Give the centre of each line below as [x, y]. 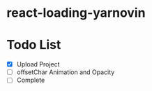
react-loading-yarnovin [76, 13]
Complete [31, 80]
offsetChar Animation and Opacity [66, 72]
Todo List [34, 45]
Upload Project [38, 64]
